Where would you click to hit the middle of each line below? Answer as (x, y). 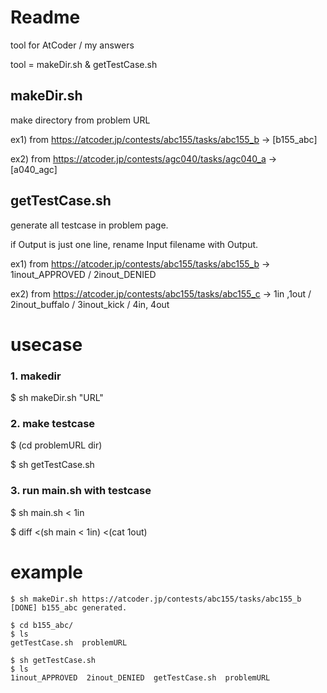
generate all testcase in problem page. (89, 225)
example (47, 572)
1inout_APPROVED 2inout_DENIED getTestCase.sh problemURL (140, 677)
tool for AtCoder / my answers (72, 45)
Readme (45, 17)
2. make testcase (53, 423)
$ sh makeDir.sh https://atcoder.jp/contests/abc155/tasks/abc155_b (156, 599)
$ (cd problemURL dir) (56, 445)
